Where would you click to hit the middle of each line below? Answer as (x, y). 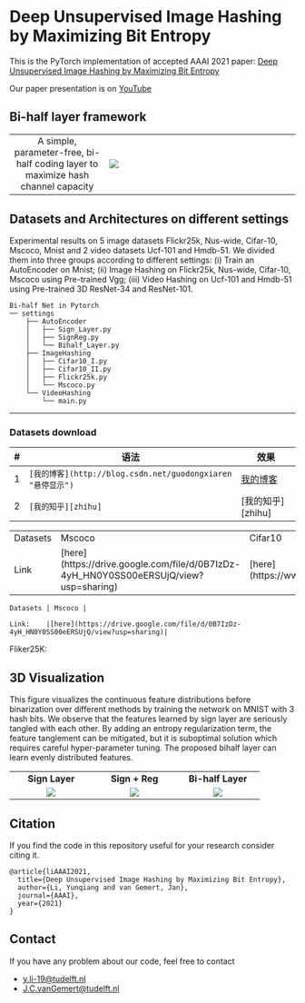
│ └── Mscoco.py (60, 385)
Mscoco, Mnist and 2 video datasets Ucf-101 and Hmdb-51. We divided (142, 251)
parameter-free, (49, 153)
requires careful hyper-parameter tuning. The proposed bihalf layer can (143, 748)
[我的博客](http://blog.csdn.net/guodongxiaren (130, 474)
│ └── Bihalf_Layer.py (73, 346)
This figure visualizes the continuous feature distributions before (130, 700)
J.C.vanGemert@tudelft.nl (71, 988)
